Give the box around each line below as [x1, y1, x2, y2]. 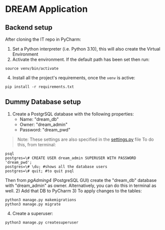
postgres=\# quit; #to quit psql [5, 169, 74, 173]
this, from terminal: [17, 141, 56, 147]
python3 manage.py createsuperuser [5, 220, 79, 225]
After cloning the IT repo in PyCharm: [5, 36, 81, 42]
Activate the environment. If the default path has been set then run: [12, 57, 150, 62]
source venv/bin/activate [5, 66, 58, 71]
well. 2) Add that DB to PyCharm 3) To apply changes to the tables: [5, 187, 142, 194]
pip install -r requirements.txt [5, 84, 74, 89]
